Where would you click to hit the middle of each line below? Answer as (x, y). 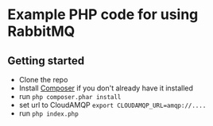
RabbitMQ (41, 31)
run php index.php (48, 113)
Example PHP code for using (103, 15)
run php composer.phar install (70, 96)
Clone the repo (43, 80)
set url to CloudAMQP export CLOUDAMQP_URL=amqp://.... (112, 105)
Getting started (46, 61)
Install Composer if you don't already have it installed (106, 88)
